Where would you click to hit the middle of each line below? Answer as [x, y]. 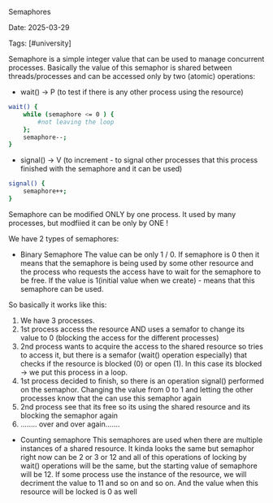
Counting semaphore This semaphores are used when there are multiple [141, 440]
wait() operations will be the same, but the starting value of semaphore [139, 466]
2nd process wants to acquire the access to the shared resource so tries [142, 346]
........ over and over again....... [70, 424]
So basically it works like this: [58, 305]
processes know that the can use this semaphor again [110, 398]
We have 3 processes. [57, 320]
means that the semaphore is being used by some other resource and [137, 262]
